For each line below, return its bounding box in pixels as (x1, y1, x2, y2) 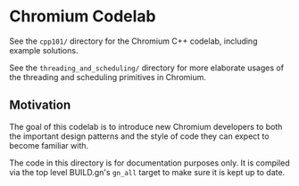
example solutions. (9, 44, 79, 55)
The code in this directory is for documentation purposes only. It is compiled (9, 158, 290, 168)
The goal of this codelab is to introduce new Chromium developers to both (9, 121, 283, 132)
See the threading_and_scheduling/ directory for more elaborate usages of (9, 62, 284, 73)
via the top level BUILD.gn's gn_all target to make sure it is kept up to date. (9, 166, 286, 177)
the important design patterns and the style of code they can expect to (9, 131, 270, 142)
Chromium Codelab (9, 6, 156, 27)
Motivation (9, 98, 71, 113)
